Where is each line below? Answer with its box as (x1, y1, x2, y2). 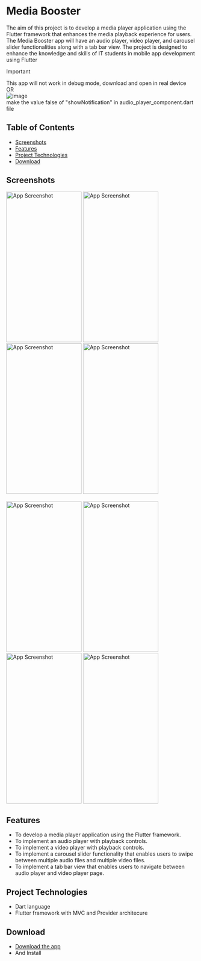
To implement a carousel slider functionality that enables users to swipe (14, 850, 194, 857)
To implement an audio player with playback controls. (14, 838, 148, 845)
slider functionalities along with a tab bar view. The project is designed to (6, 43, 188, 51)
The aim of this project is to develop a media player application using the (6, 24, 187, 31)
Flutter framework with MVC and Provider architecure (14, 909, 148, 916)
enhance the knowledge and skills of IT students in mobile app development (6, 49, 196, 57)
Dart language (14, 903, 51, 910)
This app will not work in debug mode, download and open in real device (6, 79, 187, 87)
